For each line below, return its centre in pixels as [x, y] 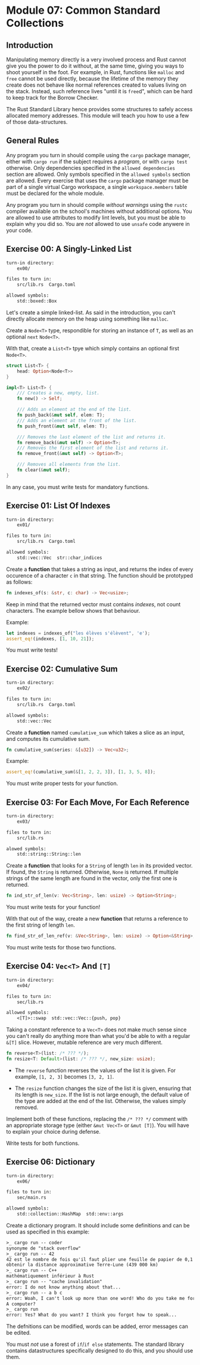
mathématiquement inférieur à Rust [50, 1276]
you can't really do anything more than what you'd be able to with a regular [98, 1036]
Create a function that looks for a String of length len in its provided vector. [99, 866]
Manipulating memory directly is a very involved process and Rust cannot [96, 59]
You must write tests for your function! [53, 907]
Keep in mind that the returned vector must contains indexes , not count [93, 604]
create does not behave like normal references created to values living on [96, 85]
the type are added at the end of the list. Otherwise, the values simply [100, 1101]
